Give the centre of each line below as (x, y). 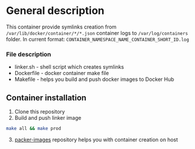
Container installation (46, 97)
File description (29, 54)
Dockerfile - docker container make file (62, 73)
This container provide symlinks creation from (61, 27)
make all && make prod (34, 129)
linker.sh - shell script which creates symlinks (69, 67)
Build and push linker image (48, 118)
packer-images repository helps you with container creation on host (96, 139)
